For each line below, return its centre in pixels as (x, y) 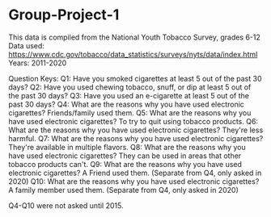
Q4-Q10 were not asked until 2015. (66, 205)
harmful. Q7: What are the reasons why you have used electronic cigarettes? (136, 138)
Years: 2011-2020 (38, 63)
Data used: (26, 45)
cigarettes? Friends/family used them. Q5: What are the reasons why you (130, 113)
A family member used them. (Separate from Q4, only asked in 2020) (123, 190)
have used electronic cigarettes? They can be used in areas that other (125, 156)
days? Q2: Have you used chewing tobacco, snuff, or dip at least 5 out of (130, 87)
